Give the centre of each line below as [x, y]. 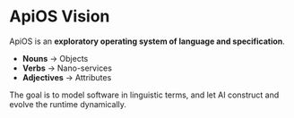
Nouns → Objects [55, 58]
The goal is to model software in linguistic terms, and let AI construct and [144, 95]
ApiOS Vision [60, 17]
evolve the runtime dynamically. [68, 104]
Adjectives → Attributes [67, 77]
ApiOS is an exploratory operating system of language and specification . [147, 41]
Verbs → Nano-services [67, 68]
